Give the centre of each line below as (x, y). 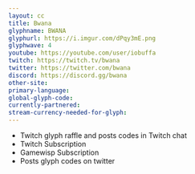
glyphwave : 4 (30, 46)
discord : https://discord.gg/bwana (68, 75)
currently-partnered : (45, 105)
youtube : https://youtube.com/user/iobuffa (82, 53)
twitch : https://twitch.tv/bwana (64, 61)
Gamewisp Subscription (59, 152)
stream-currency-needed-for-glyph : (68, 113)
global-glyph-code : (41, 98)
